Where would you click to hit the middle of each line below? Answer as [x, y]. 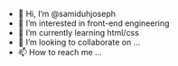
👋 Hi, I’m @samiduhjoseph [66, 14]
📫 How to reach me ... [60, 52]
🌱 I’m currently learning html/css [79, 33]
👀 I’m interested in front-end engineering [94, 23]
